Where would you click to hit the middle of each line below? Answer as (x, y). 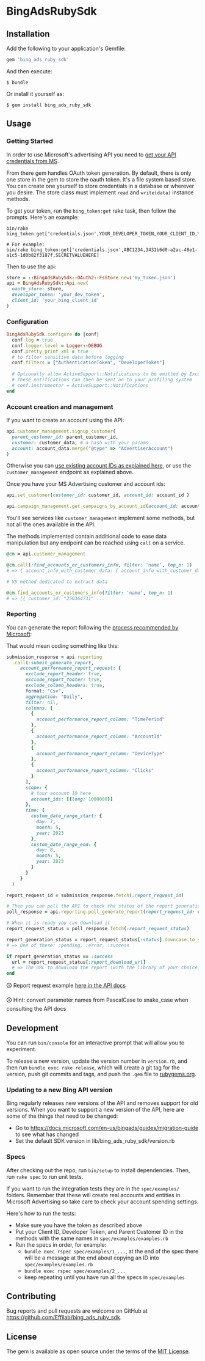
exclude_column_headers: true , (65, 686)
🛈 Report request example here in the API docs (66, 986)
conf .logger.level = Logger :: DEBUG (57, 346)
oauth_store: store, (38, 289)
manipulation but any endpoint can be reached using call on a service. (96, 543)
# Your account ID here (61, 793)
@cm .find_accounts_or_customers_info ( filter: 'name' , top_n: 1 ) (90, 593)
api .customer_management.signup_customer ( (61, 431)
